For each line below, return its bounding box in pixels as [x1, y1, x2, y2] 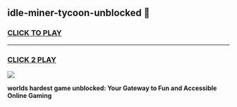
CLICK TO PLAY [7, 28, 62, 38]
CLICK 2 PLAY [7, 54, 56, 64]
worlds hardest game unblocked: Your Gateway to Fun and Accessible [7, 84, 217, 92]
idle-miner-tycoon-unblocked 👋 [7, 7, 150, 19]
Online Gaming [7, 91, 52, 99]
